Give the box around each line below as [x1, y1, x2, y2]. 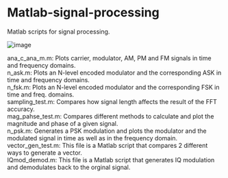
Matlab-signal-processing [7, 5, 160, 21]
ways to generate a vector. [7, 149, 82, 157]
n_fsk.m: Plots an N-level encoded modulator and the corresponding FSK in [7, 83, 220, 91]
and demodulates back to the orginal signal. [7, 163, 131, 171]
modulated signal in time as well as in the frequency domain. [7, 133, 178, 142]
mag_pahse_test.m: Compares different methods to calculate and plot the [7, 112, 214, 120]
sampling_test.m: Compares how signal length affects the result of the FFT [7, 97, 217, 105]
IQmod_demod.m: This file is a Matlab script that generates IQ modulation [7, 155, 215, 164]
